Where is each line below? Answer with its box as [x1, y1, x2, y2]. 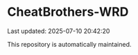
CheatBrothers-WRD [7, 4, 129, 20]
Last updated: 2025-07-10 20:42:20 [7, 27, 110, 35]
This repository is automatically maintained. [7, 40, 132, 48]
